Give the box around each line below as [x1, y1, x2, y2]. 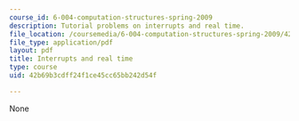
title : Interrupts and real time [9, 54, 133, 63]
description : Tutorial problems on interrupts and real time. [9, 21, 245, 30]
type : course [9, 63, 58, 72]
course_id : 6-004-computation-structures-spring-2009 [9, 12, 214, 22]
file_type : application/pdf [9, 37, 114, 47]
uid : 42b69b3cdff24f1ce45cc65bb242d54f [9, 71, 158, 80]
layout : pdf [9, 46, 53, 55]
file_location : [9, 29, 66, 38]
